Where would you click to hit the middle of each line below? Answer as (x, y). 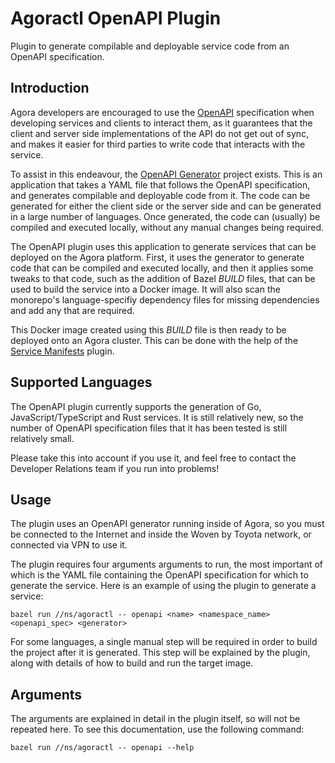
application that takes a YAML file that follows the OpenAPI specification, (160, 184)
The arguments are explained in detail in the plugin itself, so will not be (155, 719)
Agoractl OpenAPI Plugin (116, 18)
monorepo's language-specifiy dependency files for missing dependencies (165, 299)
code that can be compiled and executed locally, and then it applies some (162, 268)
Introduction (50, 88)
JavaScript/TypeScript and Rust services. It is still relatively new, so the (157, 417)
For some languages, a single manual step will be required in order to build (164, 642)
